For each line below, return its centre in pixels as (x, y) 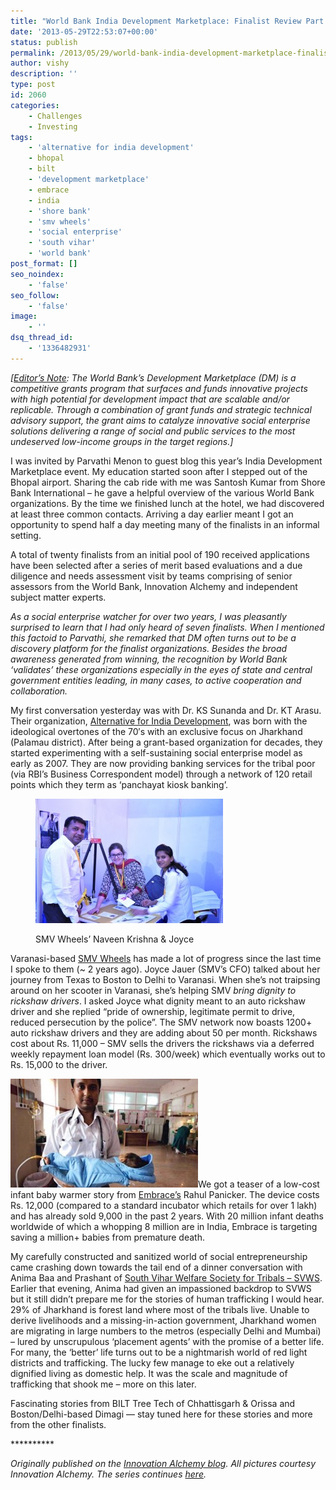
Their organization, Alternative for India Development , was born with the (159, 721)
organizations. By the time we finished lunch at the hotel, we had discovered (167, 503)
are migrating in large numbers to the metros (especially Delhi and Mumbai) (166, 1331)
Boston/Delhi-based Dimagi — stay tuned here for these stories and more (161, 1414)
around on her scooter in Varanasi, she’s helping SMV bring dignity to (153, 990)
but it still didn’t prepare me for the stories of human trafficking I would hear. (167, 1299)
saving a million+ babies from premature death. (107, 1237)
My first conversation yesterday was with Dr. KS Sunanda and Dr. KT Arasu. (166, 710)
